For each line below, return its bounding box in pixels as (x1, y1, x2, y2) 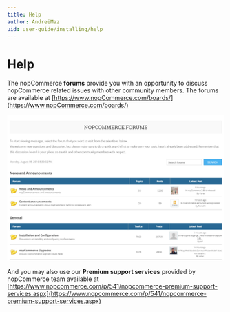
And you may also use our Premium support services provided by (7, 268, 196, 276)
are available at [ (7, 94, 54, 102)
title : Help (7, 11, 41, 18)
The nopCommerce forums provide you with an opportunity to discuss (7, 79, 208, 88)
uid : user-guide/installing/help (7, 26, 103, 32)
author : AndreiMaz (7, 18, 60, 26)
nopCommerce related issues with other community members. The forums (7, 86, 219, 95)
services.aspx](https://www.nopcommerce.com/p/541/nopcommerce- (7, 290, 207, 298)
